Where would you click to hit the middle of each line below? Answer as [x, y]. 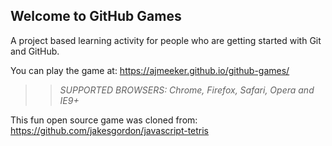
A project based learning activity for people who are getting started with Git [166, 40]
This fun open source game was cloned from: [104, 120]
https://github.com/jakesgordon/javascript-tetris [110, 130]
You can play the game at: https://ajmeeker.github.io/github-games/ [150, 70]
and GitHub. [35, 51]
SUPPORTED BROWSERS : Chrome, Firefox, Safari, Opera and [187, 90]
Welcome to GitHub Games [96, 16]
